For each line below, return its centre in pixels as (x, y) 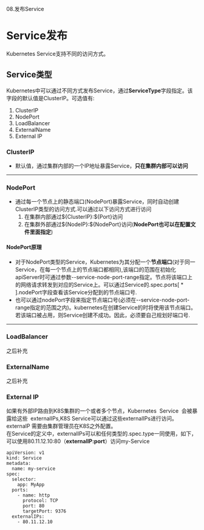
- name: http (34, 495)
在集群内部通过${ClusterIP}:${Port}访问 (73, 217)
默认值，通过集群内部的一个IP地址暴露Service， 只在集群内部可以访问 (101, 166)
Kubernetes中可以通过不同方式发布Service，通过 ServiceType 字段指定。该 (100, 91)
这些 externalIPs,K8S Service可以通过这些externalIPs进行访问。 (97, 419)
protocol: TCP (40, 501)
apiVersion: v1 (25, 453)
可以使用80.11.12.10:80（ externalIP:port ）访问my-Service (78, 441)
